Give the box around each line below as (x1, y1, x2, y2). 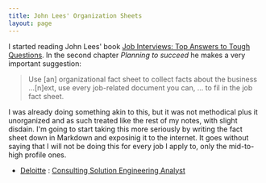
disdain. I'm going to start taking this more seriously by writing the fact (8, 124, 243, 134)
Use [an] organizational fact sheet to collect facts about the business (27, 74, 258, 84)
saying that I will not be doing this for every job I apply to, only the (8, 141, 227, 151)
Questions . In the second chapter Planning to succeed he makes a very (8, 50, 246, 60)
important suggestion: (8, 58, 82, 69)
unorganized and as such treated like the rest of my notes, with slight (8, 115, 238, 125)
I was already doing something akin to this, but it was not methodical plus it (8, 106, 258, 117)
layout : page (8, 19, 52, 27)
